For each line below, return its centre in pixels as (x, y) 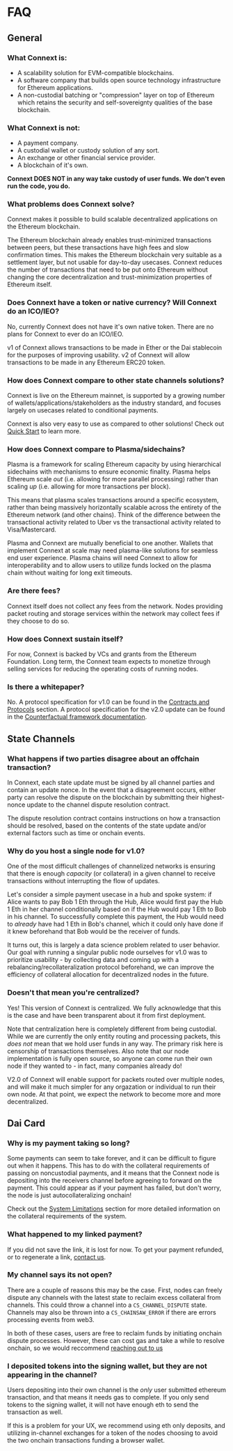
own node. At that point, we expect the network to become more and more (114, 1094)
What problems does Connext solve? (71, 204)
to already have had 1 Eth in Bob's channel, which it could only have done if (115, 924)
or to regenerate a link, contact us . (57, 1257)
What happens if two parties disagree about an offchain (103, 759)
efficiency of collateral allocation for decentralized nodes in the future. (108, 975)
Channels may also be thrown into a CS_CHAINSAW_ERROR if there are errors (112, 1312)
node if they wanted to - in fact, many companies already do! (95, 1066)
